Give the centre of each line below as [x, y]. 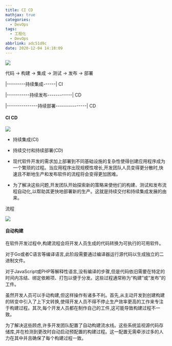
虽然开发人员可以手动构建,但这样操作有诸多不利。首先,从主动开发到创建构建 [85, 295]
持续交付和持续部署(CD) [38, 150]
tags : [11, 29]
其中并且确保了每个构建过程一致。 [50, 338]
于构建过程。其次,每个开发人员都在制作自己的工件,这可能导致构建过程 [79, 308]
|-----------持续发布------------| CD [44, 95]
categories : [18, 19]
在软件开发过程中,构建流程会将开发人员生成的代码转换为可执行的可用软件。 [84, 243]
